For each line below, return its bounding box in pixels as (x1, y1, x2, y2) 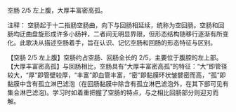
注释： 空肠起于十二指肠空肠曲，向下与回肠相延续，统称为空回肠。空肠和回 (7, 21, 225, 29)
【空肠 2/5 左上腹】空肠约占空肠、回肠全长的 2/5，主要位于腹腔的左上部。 (7, 53, 223, 62)
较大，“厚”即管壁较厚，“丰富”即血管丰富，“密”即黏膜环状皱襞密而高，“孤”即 (7, 71, 226, 79)
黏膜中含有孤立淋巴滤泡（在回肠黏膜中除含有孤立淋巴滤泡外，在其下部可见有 (7, 80, 229, 87)
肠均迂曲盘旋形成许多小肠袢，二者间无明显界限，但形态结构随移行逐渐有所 (7, 30, 223, 38)
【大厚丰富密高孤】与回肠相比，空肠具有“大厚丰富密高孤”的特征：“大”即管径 (7, 62, 228, 70)
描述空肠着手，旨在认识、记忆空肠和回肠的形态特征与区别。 (44, 38, 216, 47)
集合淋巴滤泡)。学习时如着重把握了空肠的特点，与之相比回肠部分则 (7, 88, 201, 97)
